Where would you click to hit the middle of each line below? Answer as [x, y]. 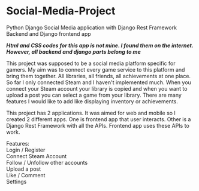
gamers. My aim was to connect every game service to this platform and [96, 69]
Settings [16, 181]
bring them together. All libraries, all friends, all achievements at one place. [98, 76]
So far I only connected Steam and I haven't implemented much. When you [99, 82]
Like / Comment [26, 175]
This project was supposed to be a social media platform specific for [91, 63]
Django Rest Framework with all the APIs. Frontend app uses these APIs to [98, 125]
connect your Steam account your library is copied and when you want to [97, 88]
